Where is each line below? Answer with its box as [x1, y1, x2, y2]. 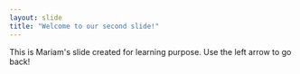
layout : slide [9, 13, 63, 23]
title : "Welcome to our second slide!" [9, 22, 160, 31]
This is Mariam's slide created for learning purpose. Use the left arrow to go [9, 46, 292, 57]
